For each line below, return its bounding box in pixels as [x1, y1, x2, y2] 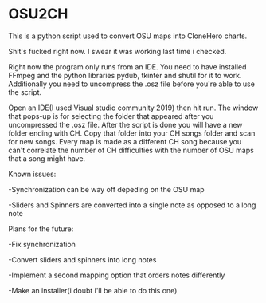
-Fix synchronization [8, 239, 76, 249]
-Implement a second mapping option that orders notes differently [8, 270, 225, 280]
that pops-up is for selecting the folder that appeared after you [8, 111, 214, 120]
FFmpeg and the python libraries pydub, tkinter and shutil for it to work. [8, 70, 242, 80]
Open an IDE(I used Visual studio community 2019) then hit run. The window [8, 103, 259, 112]
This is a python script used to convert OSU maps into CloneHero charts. [8, 31, 248, 41]
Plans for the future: [8, 224, 74, 234]
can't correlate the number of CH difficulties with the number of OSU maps [8, 145, 255, 155]
